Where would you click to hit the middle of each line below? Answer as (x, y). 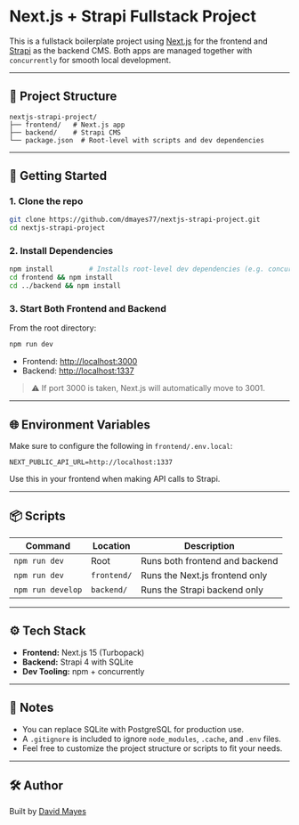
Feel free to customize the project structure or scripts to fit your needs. (152, 748)
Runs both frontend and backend (210, 560)
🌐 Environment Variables (80, 425)
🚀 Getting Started (58, 176)
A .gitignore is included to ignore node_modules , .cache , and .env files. (152, 739)
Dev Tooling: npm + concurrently (83, 671)
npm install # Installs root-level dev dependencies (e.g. (137, 269)
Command (48, 545)
